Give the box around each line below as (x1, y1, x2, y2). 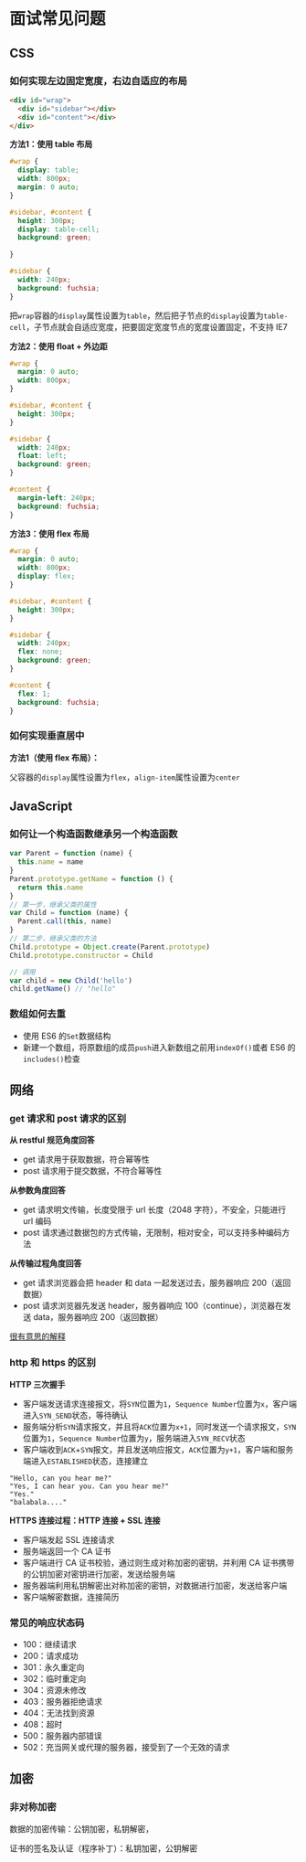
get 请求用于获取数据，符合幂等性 (22, 1154, 151, 1165)
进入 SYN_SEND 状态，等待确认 (22, 1410, 129, 1420)
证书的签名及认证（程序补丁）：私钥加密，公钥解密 (9, 1843, 198, 1854)
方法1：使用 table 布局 (9, 139, 93, 150)
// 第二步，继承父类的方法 (9, 934, 98, 943)
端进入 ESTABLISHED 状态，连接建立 (22, 1455, 149, 1466)
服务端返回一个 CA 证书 (22, 1546, 111, 1557)
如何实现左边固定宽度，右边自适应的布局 (9, 74, 187, 87)
